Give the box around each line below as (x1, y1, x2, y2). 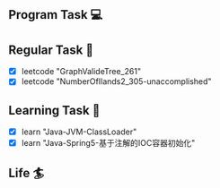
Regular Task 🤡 (8, 42, 94, 57)
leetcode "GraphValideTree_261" (21, 66, 141, 77)
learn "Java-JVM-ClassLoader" (21, 126, 137, 137)
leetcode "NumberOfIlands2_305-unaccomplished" (21, 76, 212, 87)
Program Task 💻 (8, 7, 103, 22)
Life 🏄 (8, 165, 45, 181)
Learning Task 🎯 (8, 102, 101, 118)
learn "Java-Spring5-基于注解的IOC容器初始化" (21, 138, 196, 149)
